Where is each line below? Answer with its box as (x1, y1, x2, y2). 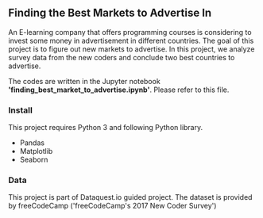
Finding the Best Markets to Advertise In (8, 6, 212, 20)
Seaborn (19, 155, 48, 165)
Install (8, 105, 33, 116)
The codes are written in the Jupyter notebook (8, 76, 161, 86)
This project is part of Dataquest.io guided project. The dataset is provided (8, 193, 253, 202)
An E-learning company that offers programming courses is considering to (8, 27, 252, 36)
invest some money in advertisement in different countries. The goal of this (8, 36, 254, 45)
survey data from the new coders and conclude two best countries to (8, 52, 235, 62)
